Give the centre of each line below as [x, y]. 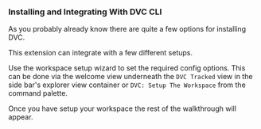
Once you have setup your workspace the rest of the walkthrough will [123, 108]
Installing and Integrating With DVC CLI [85, 12]
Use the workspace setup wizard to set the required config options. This [127, 68]
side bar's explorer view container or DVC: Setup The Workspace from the [127, 85]
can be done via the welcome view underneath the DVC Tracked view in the [130, 77]
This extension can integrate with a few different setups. [101, 53]
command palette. [38, 93]
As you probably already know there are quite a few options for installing [127, 29]
